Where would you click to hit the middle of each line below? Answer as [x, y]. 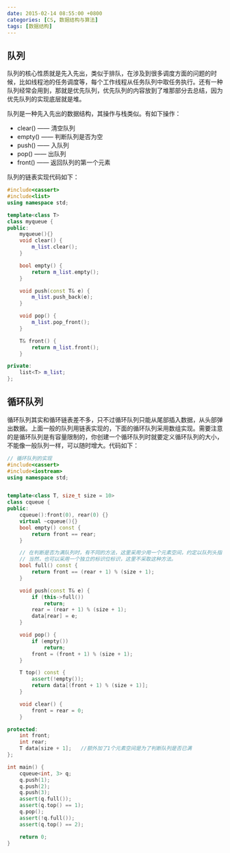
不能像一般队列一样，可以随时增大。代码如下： [73, 445]
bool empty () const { [50, 528]
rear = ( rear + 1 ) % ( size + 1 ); [79, 610]
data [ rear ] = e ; [55, 616]
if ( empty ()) [50, 641]
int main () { [26, 767]
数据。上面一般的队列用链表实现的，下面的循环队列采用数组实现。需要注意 [118, 428]
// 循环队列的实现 [30, 458]
